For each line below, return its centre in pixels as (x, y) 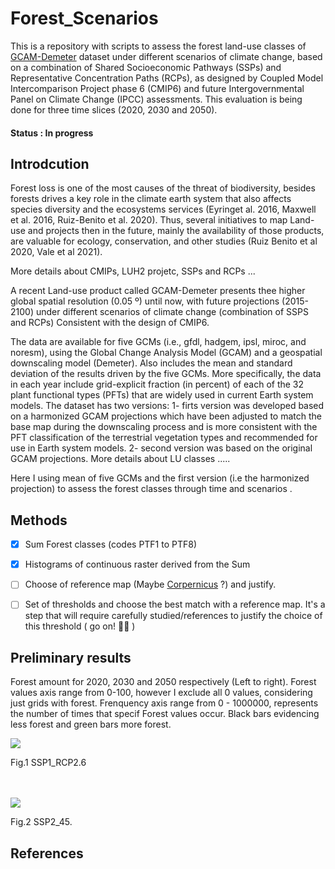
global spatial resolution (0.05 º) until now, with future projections (145, 301)
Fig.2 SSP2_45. (41, 822)
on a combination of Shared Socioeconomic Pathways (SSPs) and (146, 67)
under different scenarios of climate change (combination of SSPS (172, 312)
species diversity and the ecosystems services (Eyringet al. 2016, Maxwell (163, 209)
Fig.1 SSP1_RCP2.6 (48, 763)
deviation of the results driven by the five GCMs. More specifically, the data (166, 374)
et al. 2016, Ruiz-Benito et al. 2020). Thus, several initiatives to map (149, 220)
